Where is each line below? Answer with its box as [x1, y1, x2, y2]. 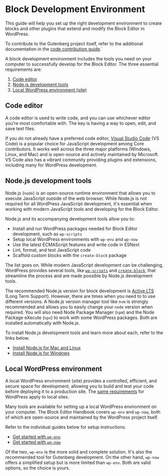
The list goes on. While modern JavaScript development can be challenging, [5, 262, 163, 268]
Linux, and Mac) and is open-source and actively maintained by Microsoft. [5, 151, 159, 157]
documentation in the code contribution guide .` [5, 46, 103, 52]
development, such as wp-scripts [12, 230, 82, 237]
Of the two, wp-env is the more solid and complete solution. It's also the [5, 449, 152, 455]
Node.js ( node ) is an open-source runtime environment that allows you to [5, 190, 156, 196]
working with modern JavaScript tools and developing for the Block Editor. [5, 206, 159, 212]
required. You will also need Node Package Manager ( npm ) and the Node [5, 309, 155, 315]
